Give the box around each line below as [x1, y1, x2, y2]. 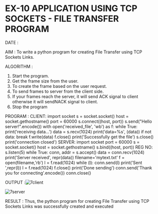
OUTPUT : [5, 179, 26, 185]
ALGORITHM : [5, 64, 33, 69]
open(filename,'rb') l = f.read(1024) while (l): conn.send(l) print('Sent [5, 160, 142, 165]
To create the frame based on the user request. [12, 83, 107, 89]
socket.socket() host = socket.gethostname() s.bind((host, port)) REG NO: [5, 144, 153, 150]
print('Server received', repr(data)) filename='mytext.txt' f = [5, 154, 125, 160]
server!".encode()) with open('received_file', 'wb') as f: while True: [5, 123, 138, 129]
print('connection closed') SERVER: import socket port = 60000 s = [5, 139, 140, 145]
